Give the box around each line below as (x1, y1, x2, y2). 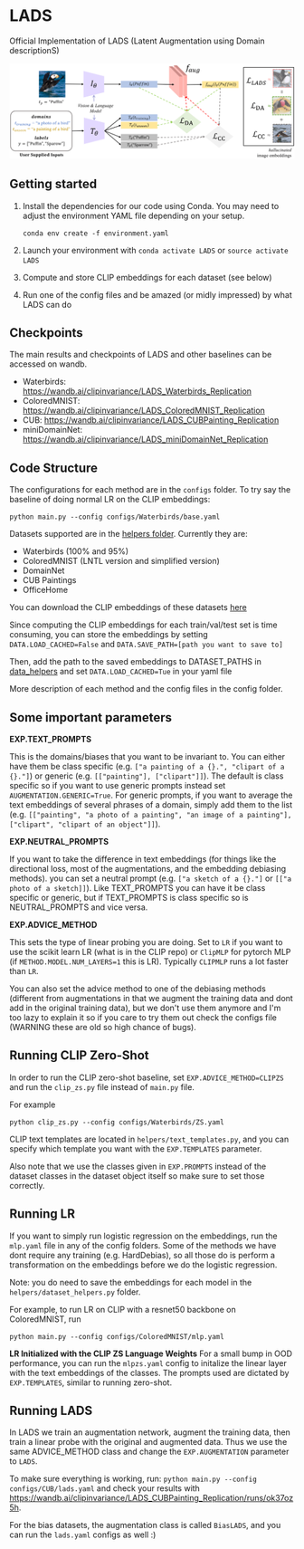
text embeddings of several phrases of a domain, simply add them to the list (9, 799, 293, 810)
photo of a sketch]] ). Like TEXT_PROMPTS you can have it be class (9, 883, 266, 893)
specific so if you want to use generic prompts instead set (9, 780, 226, 790)
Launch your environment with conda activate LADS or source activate (22, 244, 289, 255)
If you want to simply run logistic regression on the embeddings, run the (9, 1230, 278, 1241)
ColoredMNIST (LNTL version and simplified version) (22, 556, 220, 567)
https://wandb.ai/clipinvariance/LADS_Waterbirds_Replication (22, 386, 252, 397)
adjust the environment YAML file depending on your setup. (22, 210, 245, 221)
